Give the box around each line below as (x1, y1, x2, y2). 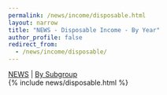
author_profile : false (8, 33, 83, 42)
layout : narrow (8, 19, 58, 27)
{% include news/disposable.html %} (8, 78, 128, 87)
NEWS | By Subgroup (8, 70, 77, 79)
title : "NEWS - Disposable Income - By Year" (8, 26, 160, 34)
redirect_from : (8, 41, 58, 49)
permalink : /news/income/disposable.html (8, 11, 147, 20)
